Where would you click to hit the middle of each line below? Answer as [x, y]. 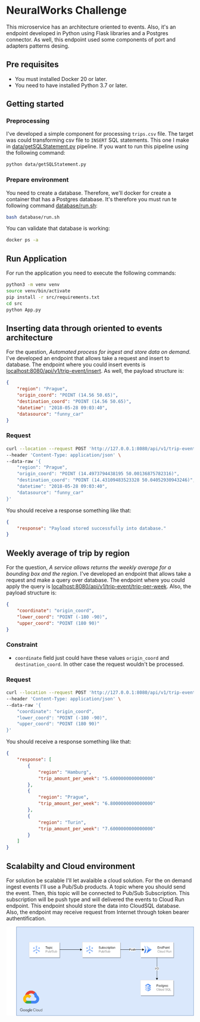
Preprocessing [28, 121]
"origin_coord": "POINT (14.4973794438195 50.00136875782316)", [98, 474]
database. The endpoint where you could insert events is [76, 364]
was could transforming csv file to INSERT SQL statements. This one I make [98, 140]
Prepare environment [37, 180]
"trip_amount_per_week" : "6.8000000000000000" [97, 804]
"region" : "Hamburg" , [65, 772]
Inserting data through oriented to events [84, 328]
